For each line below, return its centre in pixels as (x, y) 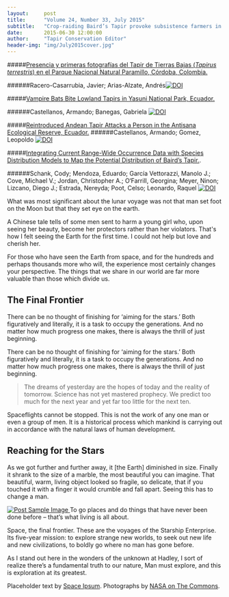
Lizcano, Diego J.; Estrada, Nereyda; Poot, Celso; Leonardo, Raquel (102, 188)
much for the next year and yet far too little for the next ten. (107, 401)
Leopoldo (21, 140)
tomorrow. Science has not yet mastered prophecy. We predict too (117, 394)
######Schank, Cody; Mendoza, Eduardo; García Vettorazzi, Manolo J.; (109, 173)
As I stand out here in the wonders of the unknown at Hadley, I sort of (105, 558)
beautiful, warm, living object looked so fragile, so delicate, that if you (105, 482)
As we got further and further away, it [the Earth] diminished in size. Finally (112, 467)
